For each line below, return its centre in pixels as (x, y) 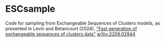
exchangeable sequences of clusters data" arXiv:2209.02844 (70, 34)
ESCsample (30, 9)
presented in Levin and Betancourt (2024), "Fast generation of (71, 28)
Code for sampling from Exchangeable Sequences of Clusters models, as (83, 23)
